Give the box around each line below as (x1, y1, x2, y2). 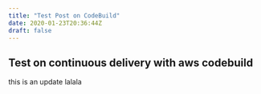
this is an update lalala (8, 77, 82, 87)
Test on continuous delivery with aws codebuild (8, 56, 254, 69)
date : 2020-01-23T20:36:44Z (8, 19, 103, 27)
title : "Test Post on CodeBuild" (8, 11, 120, 20)
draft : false (8, 26, 52, 34)
